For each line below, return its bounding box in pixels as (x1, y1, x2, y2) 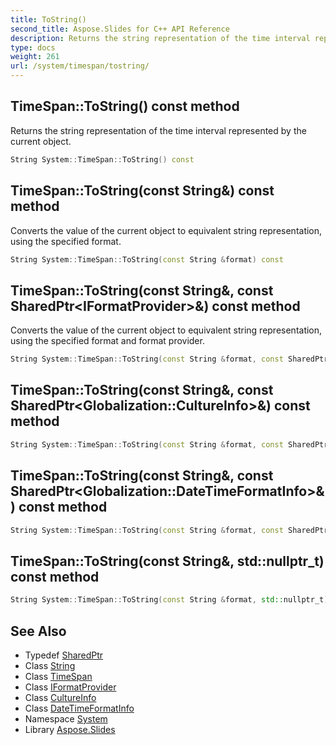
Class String (24, 659, 76, 671)
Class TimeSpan (24, 670, 93, 682)
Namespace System (24, 712, 108, 725)
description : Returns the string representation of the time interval (10, 33, 311, 43)
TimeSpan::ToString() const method (10, 98, 240, 115)
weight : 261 (10, 52, 60, 62)
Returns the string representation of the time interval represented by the (10, 124, 307, 136)
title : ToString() (10, 14, 87, 25)
